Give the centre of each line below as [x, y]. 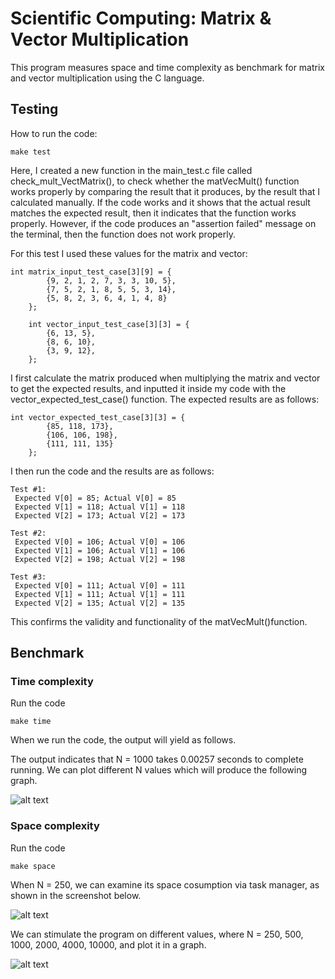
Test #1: [28, 489]
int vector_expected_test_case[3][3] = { [98, 417]
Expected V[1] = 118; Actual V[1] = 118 [100, 507]
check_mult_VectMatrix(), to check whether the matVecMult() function [155, 181]
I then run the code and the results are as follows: [112, 471]
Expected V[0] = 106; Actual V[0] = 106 [100, 542]
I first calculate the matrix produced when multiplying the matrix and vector [165, 378]
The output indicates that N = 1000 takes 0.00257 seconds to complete [157, 759]
